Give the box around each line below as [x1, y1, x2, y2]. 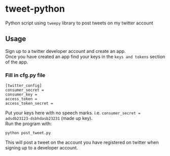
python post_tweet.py [5, 131, 51, 136]
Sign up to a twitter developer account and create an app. [5, 48, 126, 54]
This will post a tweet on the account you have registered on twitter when [5, 139, 159, 145]
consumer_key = [5, 92, 38, 97]
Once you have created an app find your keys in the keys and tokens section [5, 53, 165, 59]
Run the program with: [5, 120, 52, 127]
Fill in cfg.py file [5, 72, 46, 79]
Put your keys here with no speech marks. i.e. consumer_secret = [5, 110, 141, 116]
